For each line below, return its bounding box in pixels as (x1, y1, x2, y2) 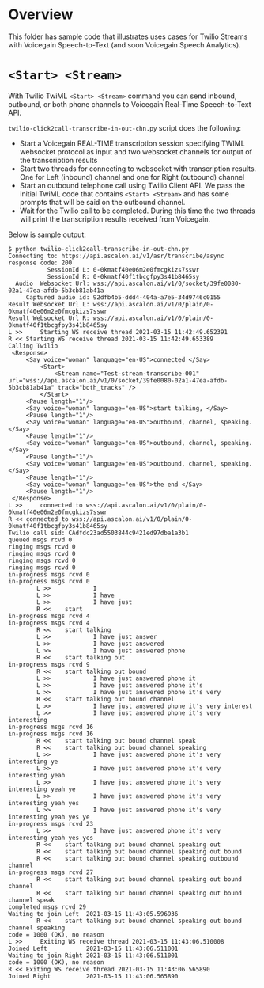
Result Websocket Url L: (8, 300, 90, 308)
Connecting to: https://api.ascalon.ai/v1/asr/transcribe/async (8, 252, 224, 260)
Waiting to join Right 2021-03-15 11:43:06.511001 (8, 952, 179, 959)
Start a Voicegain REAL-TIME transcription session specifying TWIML (19, 139, 245, 148)
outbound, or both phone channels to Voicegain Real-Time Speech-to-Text (8, 99, 251, 108)
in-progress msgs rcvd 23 (8, 819, 93, 828)
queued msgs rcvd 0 (8, 536, 73, 544)
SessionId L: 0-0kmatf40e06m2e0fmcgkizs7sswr (47, 265, 200, 274)
